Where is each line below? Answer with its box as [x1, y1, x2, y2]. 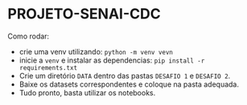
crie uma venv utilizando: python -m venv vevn [19, 46, 174, 56]
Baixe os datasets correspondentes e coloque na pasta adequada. [19, 79, 239, 89]
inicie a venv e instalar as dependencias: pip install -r [19, 55, 205, 65]
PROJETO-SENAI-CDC [7, 5, 162, 23]
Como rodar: [7, 31, 50, 41]
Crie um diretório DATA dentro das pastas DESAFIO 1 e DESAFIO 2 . [19, 71, 231, 80]
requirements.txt [19, 63, 78, 72]
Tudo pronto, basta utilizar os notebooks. [19, 87, 156, 97]
